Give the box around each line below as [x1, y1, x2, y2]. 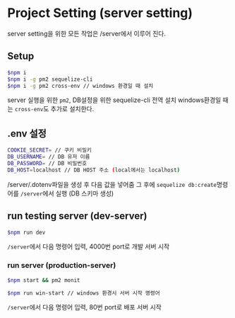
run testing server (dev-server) [7, 210, 147, 222]
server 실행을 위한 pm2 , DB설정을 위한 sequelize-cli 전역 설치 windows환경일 [7, 96, 222, 104]
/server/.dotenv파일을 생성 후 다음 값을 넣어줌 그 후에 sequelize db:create [7, 180, 217, 188]
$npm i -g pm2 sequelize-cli [7, 76, 93, 83]
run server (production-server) [7, 261, 116, 271]
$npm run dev [7, 229, 46, 236]
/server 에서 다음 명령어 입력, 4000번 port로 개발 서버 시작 [7, 242, 170, 251]
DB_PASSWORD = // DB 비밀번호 [7, 159, 87, 167]
